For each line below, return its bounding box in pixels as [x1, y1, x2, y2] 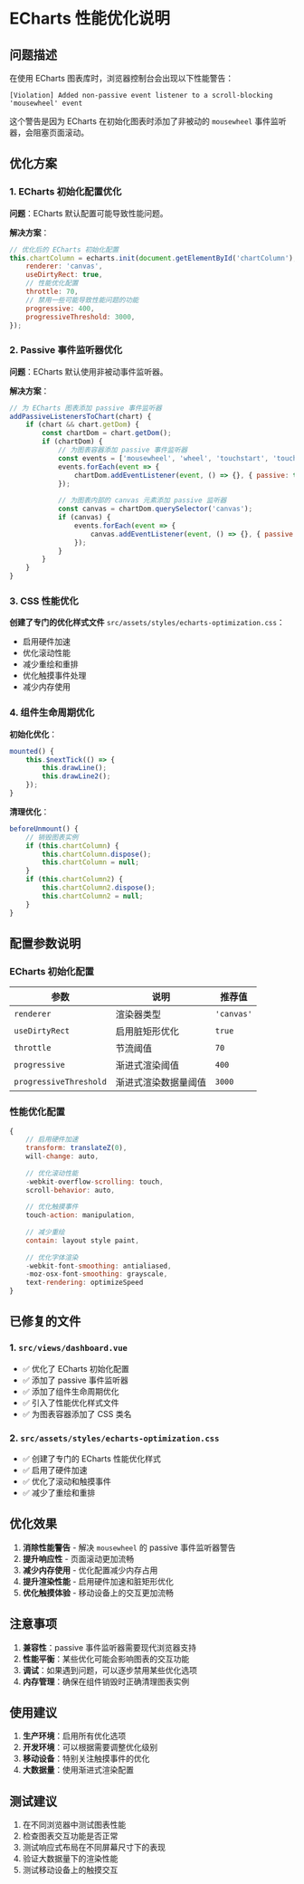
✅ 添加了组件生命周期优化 [22, 1385, 119, 1396]
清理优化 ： [9, 806, 50, 817]
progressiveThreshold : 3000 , [25, 312, 136, 321]
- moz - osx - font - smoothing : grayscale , [25, 1270, 168, 1279]
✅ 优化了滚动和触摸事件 [22, 1476, 111, 1487]
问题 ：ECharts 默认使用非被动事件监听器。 [9, 366, 169, 376]
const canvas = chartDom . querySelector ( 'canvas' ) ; [57, 504, 253, 514]
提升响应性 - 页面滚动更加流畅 [22, 1553, 135, 1564]
